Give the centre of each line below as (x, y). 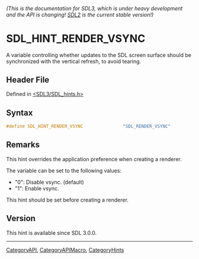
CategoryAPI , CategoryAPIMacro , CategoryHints (65, 250)
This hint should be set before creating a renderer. (68, 200)
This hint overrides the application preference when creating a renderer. (94, 159)
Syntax (20, 113)
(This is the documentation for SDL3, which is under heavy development (94, 8)
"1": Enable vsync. (37, 188)
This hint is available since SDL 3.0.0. (51, 233)
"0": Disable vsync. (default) (49, 182)
